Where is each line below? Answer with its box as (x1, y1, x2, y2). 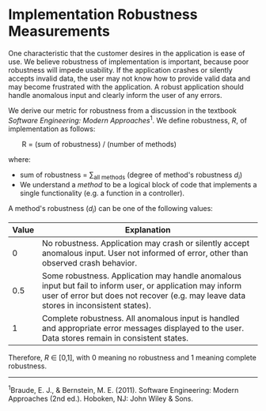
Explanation (125, 224, 172, 236)
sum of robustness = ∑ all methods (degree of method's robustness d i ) (19, 170, 243, 181)
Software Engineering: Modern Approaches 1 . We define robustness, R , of (8, 114, 248, 125)
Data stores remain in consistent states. (42, 333, 188, 344)
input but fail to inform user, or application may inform (42, 281, 242, 292)
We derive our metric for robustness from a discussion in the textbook (8, 105, 237, 115)
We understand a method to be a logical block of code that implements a (19, 180, 257, 190)
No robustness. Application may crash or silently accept (42, 238, 250, 249)
